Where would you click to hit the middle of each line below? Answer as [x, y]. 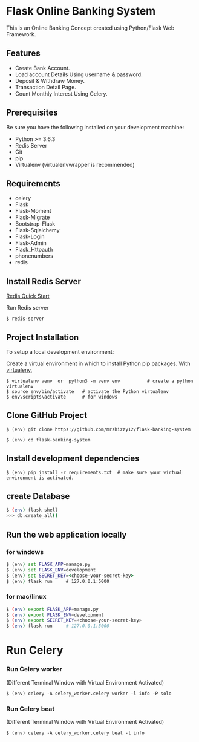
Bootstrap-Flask [35, 224]
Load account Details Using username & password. [79, 74]
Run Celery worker [34, 669]
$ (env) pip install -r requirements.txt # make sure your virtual [94, 472]
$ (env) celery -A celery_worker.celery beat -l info [76, 733]
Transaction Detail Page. [46, 87]
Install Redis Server [44, 282]
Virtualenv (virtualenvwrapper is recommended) [75, 164]
